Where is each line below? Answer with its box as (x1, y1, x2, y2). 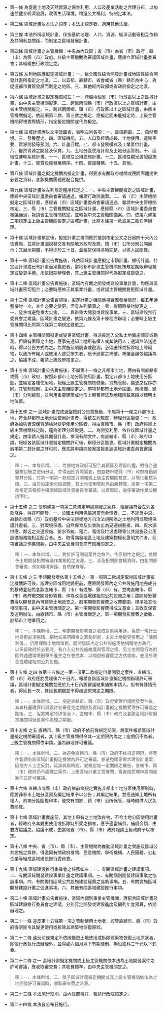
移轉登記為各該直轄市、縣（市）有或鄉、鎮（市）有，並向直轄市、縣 (14, 587, 153, 592)
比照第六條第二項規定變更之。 (27, 322, 88, 327)
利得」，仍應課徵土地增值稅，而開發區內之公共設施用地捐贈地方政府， (14, 640, 155, 646)
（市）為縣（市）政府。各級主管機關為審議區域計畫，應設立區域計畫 (9, 54, 148, 60)
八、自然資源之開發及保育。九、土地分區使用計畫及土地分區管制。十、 (9, 148, 153, 153)
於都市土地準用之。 (9, 617, 49, 623)
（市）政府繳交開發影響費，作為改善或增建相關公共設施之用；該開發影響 (9, 593, 157, 599)
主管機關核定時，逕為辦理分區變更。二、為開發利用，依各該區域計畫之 (14, 427, 157, 433)
